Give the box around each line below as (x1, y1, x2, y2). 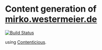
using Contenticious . (5, 39, 47, 45)
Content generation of (5, 3, 97, 15)
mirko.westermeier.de (5, 14, 97, 25)
